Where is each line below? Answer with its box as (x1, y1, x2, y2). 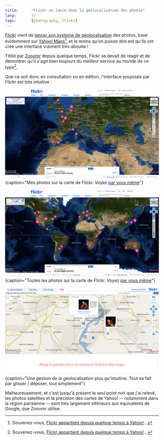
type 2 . (5, 64, 18, 70)
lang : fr (5, 13, 36, 18)
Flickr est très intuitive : (5, 79, 52, 85)
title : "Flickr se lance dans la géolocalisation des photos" (5, 8, 145, 13)
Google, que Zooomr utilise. (5, 405, 61, 411)
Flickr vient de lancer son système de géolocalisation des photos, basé (5, 32, 148, 38)
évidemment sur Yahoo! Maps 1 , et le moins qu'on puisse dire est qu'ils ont (5, 37, 154, 44)
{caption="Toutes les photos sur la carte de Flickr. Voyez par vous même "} (5, 277, 156, 283)
